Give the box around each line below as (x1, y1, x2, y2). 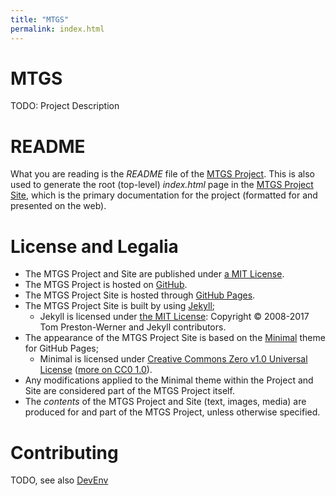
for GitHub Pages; (24, 342, 99, 355)
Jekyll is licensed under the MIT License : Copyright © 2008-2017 (39, 311, 310, 323)
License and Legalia (10, 235, 179, 258)
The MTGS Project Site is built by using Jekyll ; (24, 300, 216, 312)
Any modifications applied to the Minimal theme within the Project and (24, 374, 314, 386)
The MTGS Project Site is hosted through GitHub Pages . (24, 289, 256, 301)
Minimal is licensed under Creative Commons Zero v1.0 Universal (39, 353, 308, 365)
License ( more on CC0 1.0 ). (39, 364, 153, 376)
